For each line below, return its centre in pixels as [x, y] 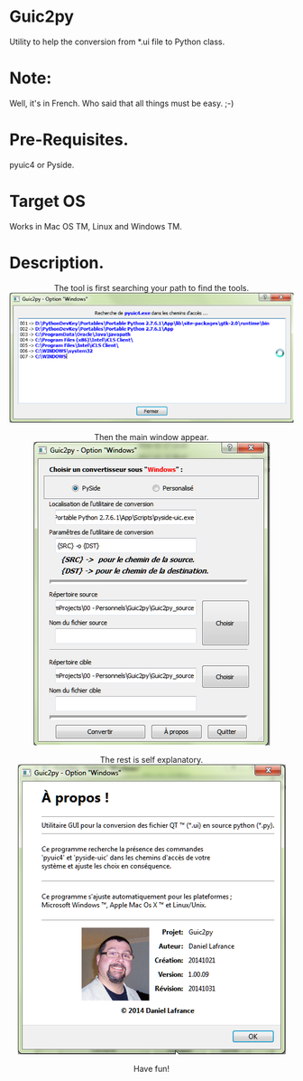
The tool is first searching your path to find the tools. [151, 287]
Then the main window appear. [151, 437]
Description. [57, 263]
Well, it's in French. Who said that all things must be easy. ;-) [122, 103]
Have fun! [151, 1069]
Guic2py [42, 17]
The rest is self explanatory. [151, 760]
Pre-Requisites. [69, 140]
